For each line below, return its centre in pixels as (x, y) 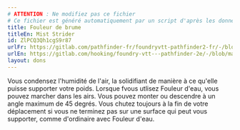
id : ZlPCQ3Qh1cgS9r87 (40, 41)
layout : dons (27, 61)
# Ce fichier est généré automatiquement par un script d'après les (111, 21)
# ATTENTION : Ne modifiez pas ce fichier (71, 14)
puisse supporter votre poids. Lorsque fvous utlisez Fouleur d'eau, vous (113, 88)
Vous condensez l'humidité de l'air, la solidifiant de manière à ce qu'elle (112, 81)
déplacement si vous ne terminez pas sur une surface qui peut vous (107, 111)
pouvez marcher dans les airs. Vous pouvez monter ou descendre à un (111, 96)
